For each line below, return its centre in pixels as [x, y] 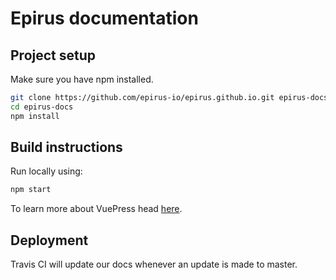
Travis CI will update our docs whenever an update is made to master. [154, 264]
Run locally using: [46, 171]
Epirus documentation [104, 18]
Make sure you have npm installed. [82, 79]
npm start [31, 190]
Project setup [53, 55]
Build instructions [66, 147]
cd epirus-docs [42, 107]
